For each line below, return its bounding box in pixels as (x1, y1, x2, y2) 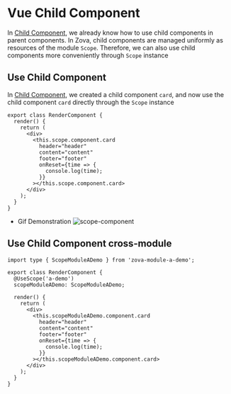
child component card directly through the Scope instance (7, 98, 175, 106)
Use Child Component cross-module (7, 237, 172, 249)
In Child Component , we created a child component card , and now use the (7, 90, 225, 98)
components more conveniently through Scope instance (7, 51, 169, 60)
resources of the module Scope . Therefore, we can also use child (7, 43, 196, 52)
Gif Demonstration (17, 217, 72, 225)
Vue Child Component (7, 5, 140, 21)
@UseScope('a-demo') (13, 275, 74, 282)
